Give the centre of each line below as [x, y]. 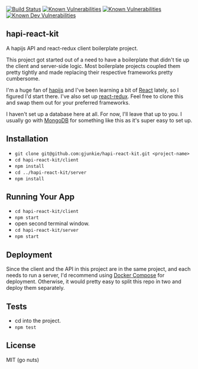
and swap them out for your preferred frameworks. [68, 102]
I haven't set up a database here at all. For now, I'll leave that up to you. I [94, 114]
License [21, 346]
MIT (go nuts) [23, 360]
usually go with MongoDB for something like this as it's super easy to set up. [99, 120]
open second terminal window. [52, 224]
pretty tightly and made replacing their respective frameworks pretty [90, 72]
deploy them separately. [35, 288]
